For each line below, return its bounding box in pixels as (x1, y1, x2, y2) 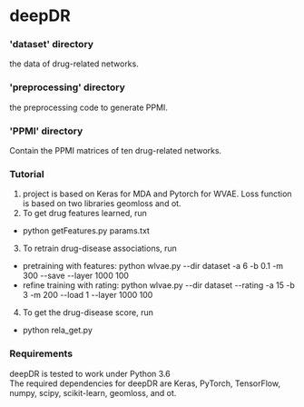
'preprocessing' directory (9, 81, 125, 94)
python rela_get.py (22, 324, 93, 336)
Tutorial (9, 168, 44, 180)
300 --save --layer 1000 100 (22, 270, 130, 282)
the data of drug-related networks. (9, 58, 139, 69)
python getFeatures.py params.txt (22, 225, 150, 236)
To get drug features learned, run (22, 208, 148, 219)
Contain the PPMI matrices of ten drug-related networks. (9, 145, 222, 156)
